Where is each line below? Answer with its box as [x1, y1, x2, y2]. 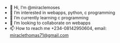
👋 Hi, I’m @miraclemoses [9, 5, 60, 10]
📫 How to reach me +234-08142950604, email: [9, 26, 107, 31]
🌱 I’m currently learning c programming [9, 15, 89, 20]
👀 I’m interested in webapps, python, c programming [9, 10, 116, 15]
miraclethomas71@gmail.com [9, 32, 69, 38]
